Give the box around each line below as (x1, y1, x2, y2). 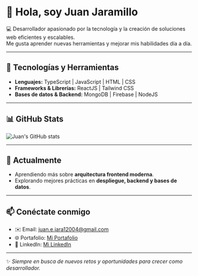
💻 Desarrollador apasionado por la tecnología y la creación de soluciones (6, 25, 186, 32)
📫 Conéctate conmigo (6, 206, 91, 217)
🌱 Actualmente (6, 155, 62, 165)
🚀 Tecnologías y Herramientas (6, 63, 119, 73)
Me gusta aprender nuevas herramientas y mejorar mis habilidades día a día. (6, 40, 192, 47)
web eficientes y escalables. (6, 34, 75, 41)
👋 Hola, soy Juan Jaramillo (6, 5, 138, 19)
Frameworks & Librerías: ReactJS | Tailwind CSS (14, 84, 134, 91)
